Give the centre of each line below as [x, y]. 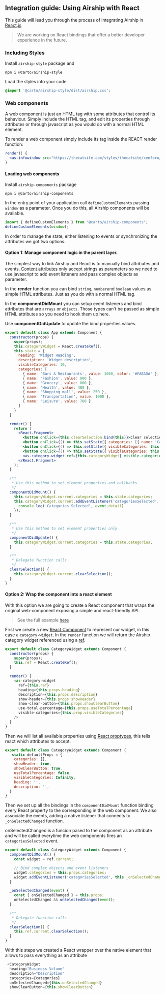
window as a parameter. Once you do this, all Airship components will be [77, 208]
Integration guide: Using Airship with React [72, 8]
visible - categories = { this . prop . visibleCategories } [71, 713]
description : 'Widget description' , [55, 360]
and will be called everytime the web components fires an [64, 836]
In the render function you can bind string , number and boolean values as [78, 289]
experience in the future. [42, 40]
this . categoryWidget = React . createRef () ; [58, 346]
